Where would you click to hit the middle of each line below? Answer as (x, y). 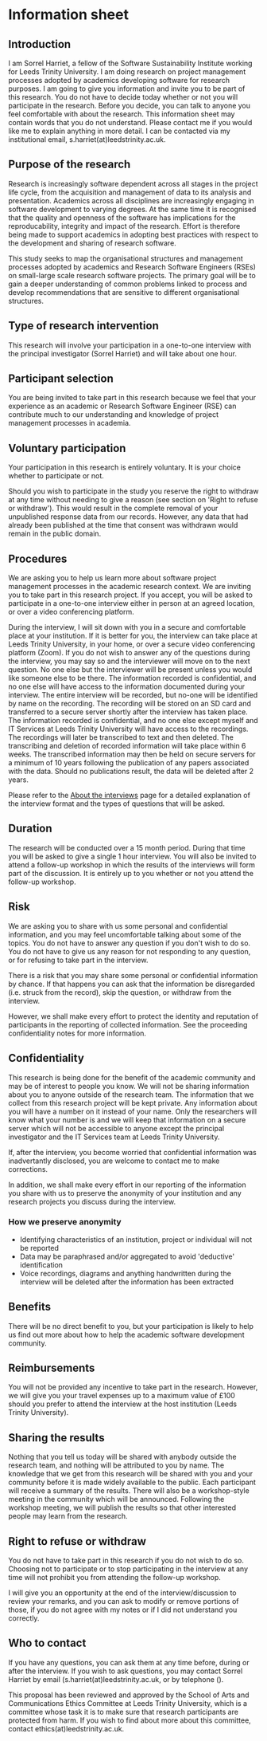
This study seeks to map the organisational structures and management (126, 258)
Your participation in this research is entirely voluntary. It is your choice (124, 467)
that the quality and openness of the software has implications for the (122, 218)
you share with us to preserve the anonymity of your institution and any (125, 1193)
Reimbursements (52, 1368)
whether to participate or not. (56, 476)
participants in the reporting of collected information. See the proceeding (128, 1024)
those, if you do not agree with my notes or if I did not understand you (123, 1610)
